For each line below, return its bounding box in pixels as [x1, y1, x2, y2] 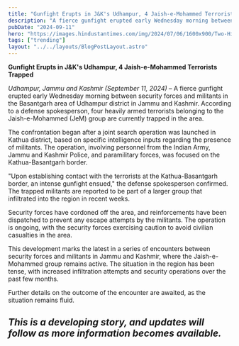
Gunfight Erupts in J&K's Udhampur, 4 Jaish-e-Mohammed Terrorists [8, 63, 218, 71]
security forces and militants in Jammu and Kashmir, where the [8, 252, 192, 260]
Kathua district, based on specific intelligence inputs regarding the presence [8, 135, 231, 144]
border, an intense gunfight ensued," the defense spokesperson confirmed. [8, 179, 228, 188]
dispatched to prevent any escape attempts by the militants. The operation [8, 216, 226, 224]
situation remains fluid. [8, 296, 75, 304]
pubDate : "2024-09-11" [8, 23, 75, 30]
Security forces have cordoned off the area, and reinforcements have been [8, 208, 227, 216]
